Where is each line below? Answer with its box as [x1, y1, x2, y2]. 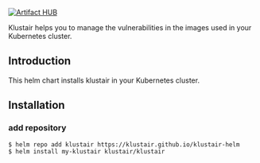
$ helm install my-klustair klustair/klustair [8, 147, 165, 155]
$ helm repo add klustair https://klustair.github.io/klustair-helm [8, 140, 240, 149]
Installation [8, 99, 65, 112]
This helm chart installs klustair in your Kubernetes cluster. [8, 76, 200, 85]
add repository [8, 122, 67, 134]
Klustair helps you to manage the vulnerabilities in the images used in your [8, 23, 252, 32]
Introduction [8, 54, 72, 68]
